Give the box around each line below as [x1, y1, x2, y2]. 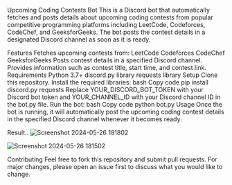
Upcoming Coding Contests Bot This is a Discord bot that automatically [7, 6, 210, 14]
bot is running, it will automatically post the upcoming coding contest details [7, 107, 224, 116]
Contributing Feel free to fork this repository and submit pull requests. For [7, 155, 217, 164]
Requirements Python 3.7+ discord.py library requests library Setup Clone [7, 71, 218, 79]
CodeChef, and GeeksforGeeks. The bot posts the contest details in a [7, 28, 206, 36]
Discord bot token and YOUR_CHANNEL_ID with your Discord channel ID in [7, 93, 221, 101]
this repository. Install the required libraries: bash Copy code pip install [7, 78, 209, 86]
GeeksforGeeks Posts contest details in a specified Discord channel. [7, 56, 203, 64]
